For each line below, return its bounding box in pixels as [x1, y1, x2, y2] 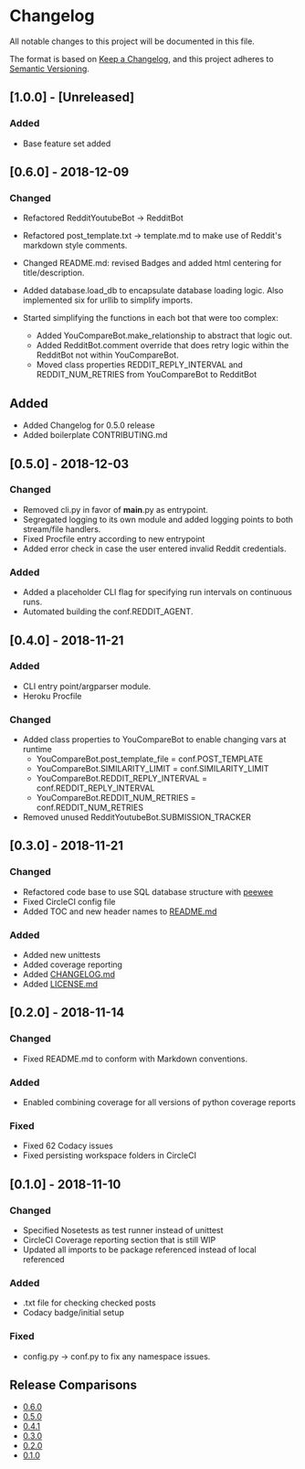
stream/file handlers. [22, 523, 101, 535]
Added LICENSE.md [22, 979, 99, 990]
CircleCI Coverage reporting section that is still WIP [22, 1235, 216, 1246]
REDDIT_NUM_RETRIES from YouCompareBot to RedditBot [36, 369, 258, 380]
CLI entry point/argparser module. [22, 680, 152, 691]
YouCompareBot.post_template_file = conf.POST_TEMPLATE [36, 753, 264, 764]
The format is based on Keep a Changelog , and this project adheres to [9, 53, 274, 64]
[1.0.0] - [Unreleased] [9, 90, 135, 105]
